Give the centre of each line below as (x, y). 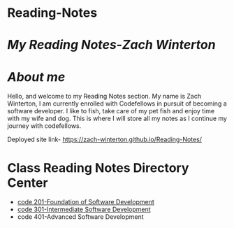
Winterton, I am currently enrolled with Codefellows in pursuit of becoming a (117, 104)
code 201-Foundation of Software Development (86, 202)
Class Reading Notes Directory (98, 168)
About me (36, 77)
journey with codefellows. (44, 126)
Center (28, 183)
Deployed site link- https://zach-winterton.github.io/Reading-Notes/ (105, 140)
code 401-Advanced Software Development (81, 217)
